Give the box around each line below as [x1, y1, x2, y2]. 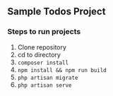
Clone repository [17, 42, 67, 52]
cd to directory [17, 50, 61, 59]
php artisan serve [17, 81, 72, 89]
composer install [17, 59, 69, 66]
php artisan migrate [17, 74, 78, 81]
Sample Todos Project [7, 6, 106, 18]
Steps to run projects [7, 27, 81, 37]
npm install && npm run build [17, 66, 107, 73]
